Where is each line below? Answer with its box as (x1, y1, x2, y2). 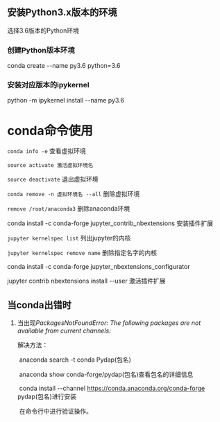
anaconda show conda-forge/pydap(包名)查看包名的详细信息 (19, 370, 194, 379)
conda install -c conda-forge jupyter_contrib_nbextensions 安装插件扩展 (7, 219, 214, 227)
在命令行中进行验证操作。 (19, 407, 92, 416)
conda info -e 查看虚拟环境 (7, 147, 87, 155)
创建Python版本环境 (7, 45, 75, 55)
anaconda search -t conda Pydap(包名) (19, 355, 132, 364)
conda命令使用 (7, 123, 93, 139)
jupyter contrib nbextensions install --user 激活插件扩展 (7, 276, 166, 285)
